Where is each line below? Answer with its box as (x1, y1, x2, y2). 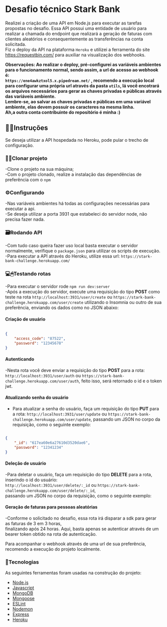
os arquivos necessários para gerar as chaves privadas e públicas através (5, 88, 162, 94)
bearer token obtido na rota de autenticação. (5, 531, 97, 537)
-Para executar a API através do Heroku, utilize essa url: (5, 253, 120, 259)
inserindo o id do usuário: (5, 477, 58, 483)
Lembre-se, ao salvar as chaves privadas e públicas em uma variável (5, 98, 151, 104)
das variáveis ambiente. (5, 93, 56, 99)
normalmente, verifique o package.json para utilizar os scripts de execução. (5, 248, 161, 254)
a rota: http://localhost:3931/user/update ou (12, 411, 107, 417)
